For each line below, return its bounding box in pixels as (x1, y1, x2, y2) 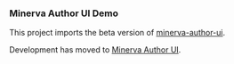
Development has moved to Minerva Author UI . (9, 44, 182, 55)
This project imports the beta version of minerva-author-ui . (9, 28, 226, 38)
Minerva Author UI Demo (9, 7, 118, 20)
